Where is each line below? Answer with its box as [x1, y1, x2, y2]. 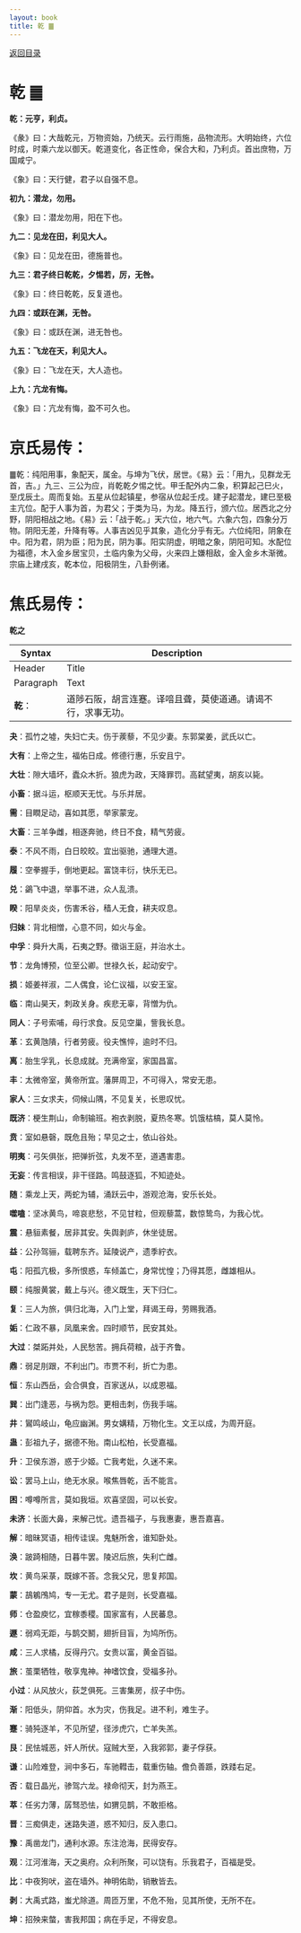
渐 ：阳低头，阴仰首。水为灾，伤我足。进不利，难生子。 [9, 1704, 213, 1715]
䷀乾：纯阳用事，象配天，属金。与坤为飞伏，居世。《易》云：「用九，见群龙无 [9, 469, 291, 480]
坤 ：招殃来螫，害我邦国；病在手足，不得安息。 [9, 1914, 182, 1925]
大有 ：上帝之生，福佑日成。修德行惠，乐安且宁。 [9, 751, 190, 761]
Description [150, 647, 203, 660]
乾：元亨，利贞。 [9, 113, 73, 124]
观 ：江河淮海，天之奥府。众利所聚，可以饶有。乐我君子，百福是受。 [9, 1857, 261, 1867]
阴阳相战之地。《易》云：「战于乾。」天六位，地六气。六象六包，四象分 [24, 514, 280, 525]
